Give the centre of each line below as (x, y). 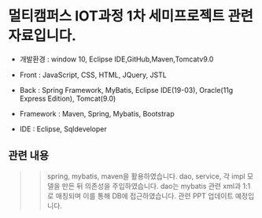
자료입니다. (42, 36)
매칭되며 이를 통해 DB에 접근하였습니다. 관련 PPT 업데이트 (144, 196)
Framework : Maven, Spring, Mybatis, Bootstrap (97, 113)
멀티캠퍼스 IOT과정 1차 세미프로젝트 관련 (131, 16)
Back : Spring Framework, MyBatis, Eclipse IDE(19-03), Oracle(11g (126, 90)
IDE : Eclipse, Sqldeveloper (63, 129)
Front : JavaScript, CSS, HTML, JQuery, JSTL (93, 75)
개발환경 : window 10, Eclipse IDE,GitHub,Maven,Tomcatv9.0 (116, 59)
